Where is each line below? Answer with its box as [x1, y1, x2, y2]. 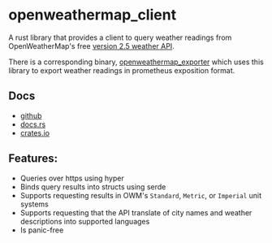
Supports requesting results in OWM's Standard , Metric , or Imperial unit [19, 190, 262, 200]
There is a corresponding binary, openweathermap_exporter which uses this [8, 57, 264, 67]
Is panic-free [19, 225, 64, 235]
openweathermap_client [8, 6, 177, 24]
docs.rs [19, 119, 46, 129]
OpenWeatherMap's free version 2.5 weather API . [8, 41, 175, 50]
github [19, 111, 42, 120]
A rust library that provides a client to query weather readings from [8, 33, 232, 42]
